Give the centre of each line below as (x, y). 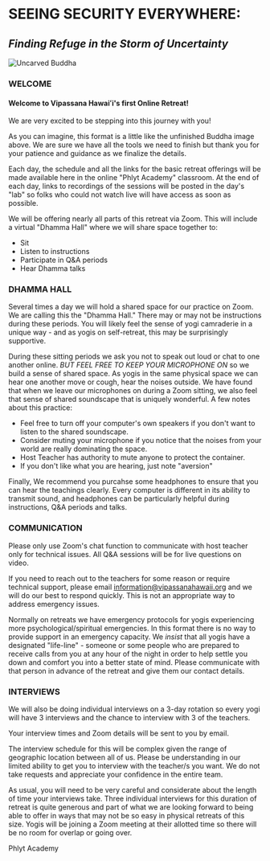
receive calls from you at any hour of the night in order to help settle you (128, 654)
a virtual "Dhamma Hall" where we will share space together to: (113, 228)
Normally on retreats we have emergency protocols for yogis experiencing (131, 619)
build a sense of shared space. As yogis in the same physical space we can (133, 374)
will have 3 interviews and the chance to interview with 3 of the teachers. (129, 718)
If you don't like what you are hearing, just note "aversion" (116, 466)
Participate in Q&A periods (64, 260)
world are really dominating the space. (84, 449)
